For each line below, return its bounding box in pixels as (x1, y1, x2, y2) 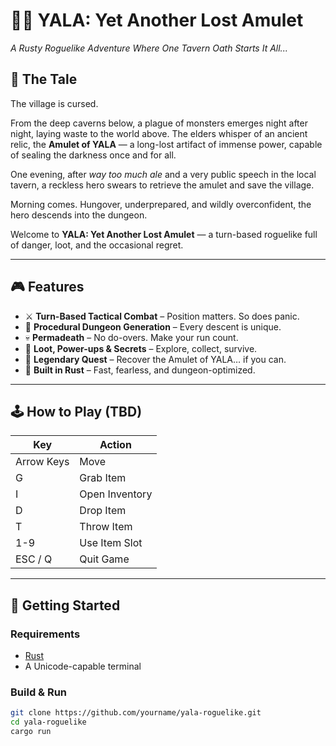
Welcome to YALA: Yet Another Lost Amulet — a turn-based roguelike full (10, 228, 318, 240)
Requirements (10, 627, 81, 641)
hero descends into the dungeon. (10, 209, 148, 221)
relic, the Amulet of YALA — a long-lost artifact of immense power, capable (10, 138, 323, 150)
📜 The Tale (10, 71, 78, 88)
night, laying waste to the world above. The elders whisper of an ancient (10, 127, 308, 139)
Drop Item (79, 504, 127, 518)
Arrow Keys (15, 455, 70, 469)
